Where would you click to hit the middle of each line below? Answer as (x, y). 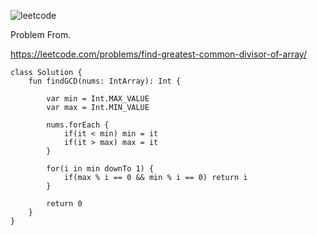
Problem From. (41, 34)
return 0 (64, 204)
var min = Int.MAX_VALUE (98, 99)
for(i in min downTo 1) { (100, 169)
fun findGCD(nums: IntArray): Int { (105, 81)
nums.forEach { (78, 125)
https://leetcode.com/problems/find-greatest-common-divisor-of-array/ (158, 54)
